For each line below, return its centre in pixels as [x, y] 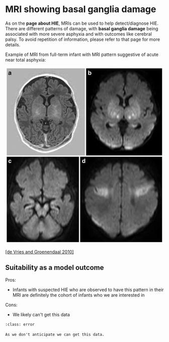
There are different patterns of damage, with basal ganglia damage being [82, 28]
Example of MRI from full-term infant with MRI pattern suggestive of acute [82, 54]
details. [13, 44]
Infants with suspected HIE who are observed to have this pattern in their [88, 290]
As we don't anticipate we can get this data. [55, 334]
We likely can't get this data [41, 314]
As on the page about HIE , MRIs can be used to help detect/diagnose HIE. [82, 23]
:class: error [20, 324]
